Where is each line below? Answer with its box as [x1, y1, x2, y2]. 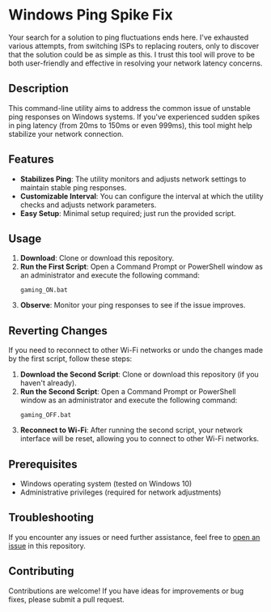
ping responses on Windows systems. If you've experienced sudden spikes [8, 112, 260, 121]
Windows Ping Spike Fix [8, 6, 173, 24]
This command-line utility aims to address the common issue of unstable [8, 103, 251, 113]
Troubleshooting [8, 511, 95, 525]
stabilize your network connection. [8, 129, 124, 138]
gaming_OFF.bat [19, 411, 72, 419]
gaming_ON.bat [19, 286, 68, 295]
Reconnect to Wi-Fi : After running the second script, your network [19, 425, 243, 435]
